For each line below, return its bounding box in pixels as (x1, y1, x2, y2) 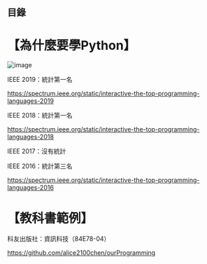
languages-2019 (7, 97, 55, 105)
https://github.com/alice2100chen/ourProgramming (7, 249, 156, 257)
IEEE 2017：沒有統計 (7, 147, 66, 155)
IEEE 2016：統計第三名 (7, 162, 73, 170)
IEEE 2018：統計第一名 (7, 111, 73, 120)
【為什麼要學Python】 (7, 37, 136, 53)
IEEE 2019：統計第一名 (7, 76, 73, 84)
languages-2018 (7, 132, 55, 141)
